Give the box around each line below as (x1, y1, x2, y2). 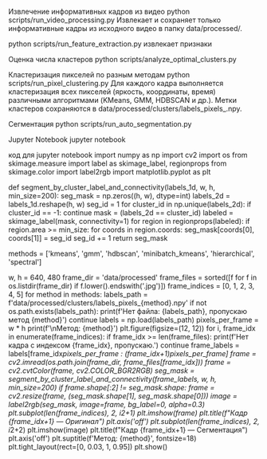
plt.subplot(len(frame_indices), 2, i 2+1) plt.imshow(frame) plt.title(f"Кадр (8, 408, 249, 418)
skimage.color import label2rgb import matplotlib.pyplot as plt (8, 167, 211, 176)
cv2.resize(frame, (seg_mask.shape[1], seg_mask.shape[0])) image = (8, 391, 238, 401)
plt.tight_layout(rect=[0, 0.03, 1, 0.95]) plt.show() (8, 442, 168, 451)
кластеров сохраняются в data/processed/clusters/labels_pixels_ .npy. (8, 104, 242, 113)
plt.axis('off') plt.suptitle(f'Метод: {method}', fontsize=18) (8, 433, 197, 443)
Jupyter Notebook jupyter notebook (8, 135, 126, 144)
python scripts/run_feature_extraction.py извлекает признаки (8, 39, 213, 49)
